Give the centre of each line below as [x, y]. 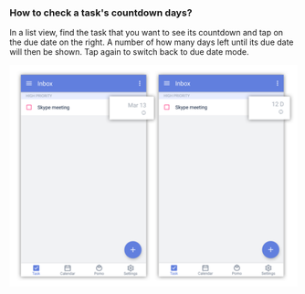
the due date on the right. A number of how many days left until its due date [152, 42]
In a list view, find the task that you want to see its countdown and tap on [147, 33]
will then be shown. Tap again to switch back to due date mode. [129, 52]
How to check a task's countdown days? [101, 13]
